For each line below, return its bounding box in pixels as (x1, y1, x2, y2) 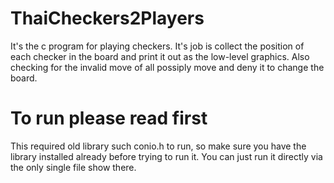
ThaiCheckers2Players (10, 7, 205, 30)
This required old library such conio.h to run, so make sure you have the (10, 140, 307, 152)
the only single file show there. (10, 161, 137, 173)
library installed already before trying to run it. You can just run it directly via (10, 150, 323, 162)
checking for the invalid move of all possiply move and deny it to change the (10, 61, 325, 73)
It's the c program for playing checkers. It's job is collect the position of (10, 40, 305, 52)
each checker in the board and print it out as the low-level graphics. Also (10, 50, 310, 62)
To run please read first (10, 107, 208, 130)
